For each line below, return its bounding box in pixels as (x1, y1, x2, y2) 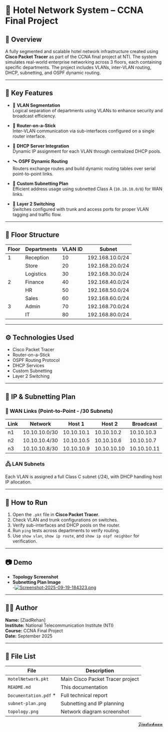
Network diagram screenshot (60, 708, 129, 715)
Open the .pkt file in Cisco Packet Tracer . (12, 512, 100, 518)
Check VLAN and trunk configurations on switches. (12, 517, 118, 523)
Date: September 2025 (5, 633, 52, 639)
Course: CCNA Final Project (5, 627, 63, 633)
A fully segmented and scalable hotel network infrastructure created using (5, 49, 158, 54)
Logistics (24, 270, 46, 277)
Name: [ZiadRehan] (5, 617, 46, 623)
